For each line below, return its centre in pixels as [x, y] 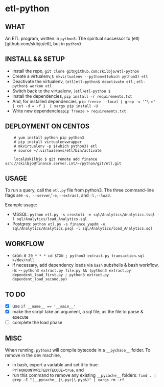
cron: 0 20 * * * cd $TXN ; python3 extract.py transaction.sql [78, 255]
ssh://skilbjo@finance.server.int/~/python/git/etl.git [63, 163]
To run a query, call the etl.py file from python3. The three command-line [80, 190]
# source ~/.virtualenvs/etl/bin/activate [58, 150]
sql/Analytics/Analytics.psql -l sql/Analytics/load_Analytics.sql [82, 229]
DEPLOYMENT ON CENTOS [47, 126]
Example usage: [21, 205]
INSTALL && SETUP [35, 59]
